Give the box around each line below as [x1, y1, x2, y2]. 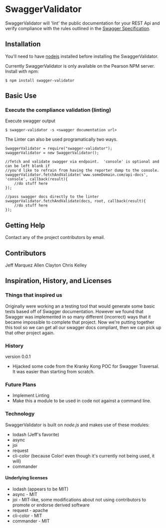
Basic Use [5, 92, 37, 100]
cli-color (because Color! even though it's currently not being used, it [12, 452, 155, 459]
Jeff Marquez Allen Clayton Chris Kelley [5, 262, 87, 269]
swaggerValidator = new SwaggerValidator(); [5, 150, 99, 156]
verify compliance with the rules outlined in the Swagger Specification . [5, 25, 151, 31]
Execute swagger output [5, 118, 56, 124]
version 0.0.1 [5, 354, 31, 360]
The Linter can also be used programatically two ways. [5, 136, 118, 142]
